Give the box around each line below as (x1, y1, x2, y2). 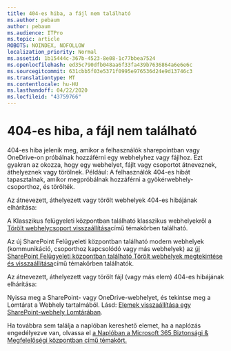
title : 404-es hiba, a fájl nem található (7, 10, 131, 17)
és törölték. (42, 182, 75, 190)
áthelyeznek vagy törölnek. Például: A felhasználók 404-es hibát (7, 168, 191, 176)
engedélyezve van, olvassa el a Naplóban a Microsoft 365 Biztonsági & (7, 328, 209, 337)
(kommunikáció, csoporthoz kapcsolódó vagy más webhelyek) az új (7, 244, 201, 252)
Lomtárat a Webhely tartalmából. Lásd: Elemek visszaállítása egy (7, 301, 192, 309)
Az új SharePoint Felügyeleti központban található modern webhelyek (7, 237, 205, 245)
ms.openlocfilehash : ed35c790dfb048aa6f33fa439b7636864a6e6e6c (7, 61, 193, 68)
